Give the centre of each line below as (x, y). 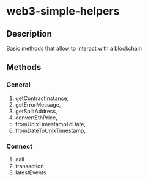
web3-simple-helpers (63, 11)
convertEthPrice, (36, 118)
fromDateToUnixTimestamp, (50, 130)
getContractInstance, (42, 98)
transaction (29, 166)
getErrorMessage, (38, 104)
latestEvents (31, 172)
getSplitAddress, (36, 111)
